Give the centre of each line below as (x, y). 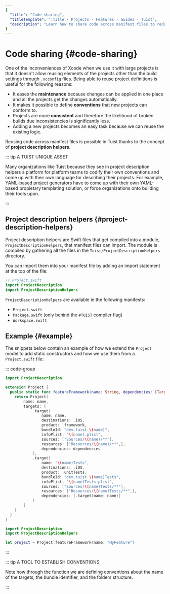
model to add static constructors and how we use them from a (70, 354)
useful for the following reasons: (39, 84)
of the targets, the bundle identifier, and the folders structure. (69, 577)
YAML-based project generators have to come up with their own (72, 183)
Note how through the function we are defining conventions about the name (84, 572)
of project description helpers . (38, 147)
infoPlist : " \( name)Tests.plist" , (78, 482)
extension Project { (27, 387)
